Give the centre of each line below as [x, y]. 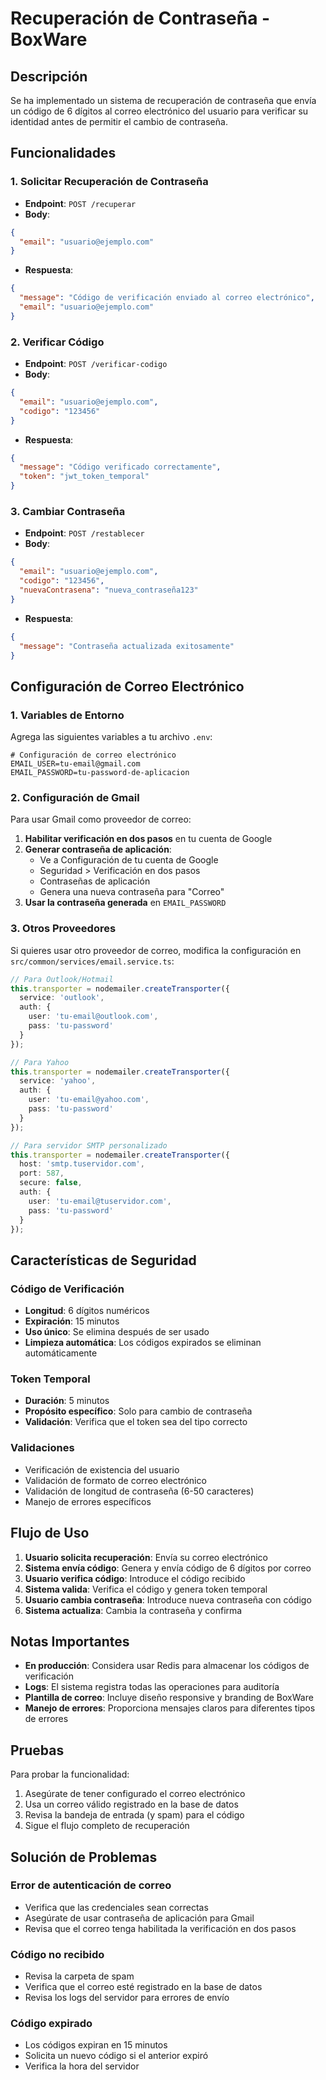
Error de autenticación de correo [91, 1885]
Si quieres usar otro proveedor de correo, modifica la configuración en [156, 950]
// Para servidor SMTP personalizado [89, 1145]
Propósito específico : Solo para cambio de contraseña [138, 1411]
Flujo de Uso [50, 1533]
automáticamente [61, 1353]
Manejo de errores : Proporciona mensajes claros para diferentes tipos [170, 1708]
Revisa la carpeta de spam [79, 1976]
